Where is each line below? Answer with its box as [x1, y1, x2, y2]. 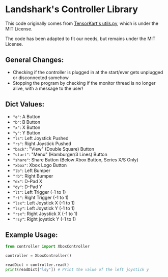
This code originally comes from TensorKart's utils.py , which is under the [5, 20, 159, 26]
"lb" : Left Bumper [12, 167, 51, 174]
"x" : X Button [12, 124, 41, 130]
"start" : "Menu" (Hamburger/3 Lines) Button [12, 151, 108, 157]
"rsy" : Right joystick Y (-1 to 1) [12, 216, 76, 222]
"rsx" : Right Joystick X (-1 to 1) [12, 211, 78, 217]
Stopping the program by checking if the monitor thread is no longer [12, 80, 156, 86]
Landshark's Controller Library [5, 4, 138, 15]
